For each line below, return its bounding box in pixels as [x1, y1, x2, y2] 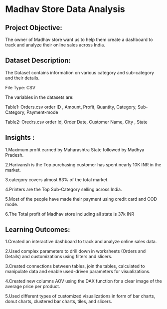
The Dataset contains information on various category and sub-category [5, 69, 155, 75]
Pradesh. [5, 152, 24, 158]
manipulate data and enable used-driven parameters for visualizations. [5, 269, 151, 275]
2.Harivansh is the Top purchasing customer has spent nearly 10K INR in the [5, 161, 162, 168]
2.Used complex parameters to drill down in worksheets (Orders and [5, 248, 146, 254]
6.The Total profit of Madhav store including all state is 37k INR [5, 211, 135, 217]
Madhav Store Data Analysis [5, 3, 126, 15]
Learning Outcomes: [5, 226, 70, 234]
